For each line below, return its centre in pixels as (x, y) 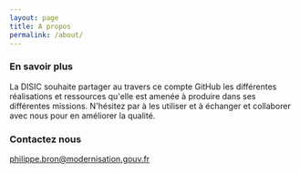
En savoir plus (41, 66)
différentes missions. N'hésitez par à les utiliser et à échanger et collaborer (150, 106)
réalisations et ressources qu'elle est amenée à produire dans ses (133, 96)
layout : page (34, 18)
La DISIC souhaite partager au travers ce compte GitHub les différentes (143, 86)
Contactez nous (46, 139)
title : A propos (40, 26)
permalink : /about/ (47, 35)
